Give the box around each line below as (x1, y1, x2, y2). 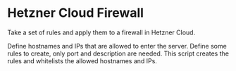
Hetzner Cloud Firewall (7, 5, 144, 21)
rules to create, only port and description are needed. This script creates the (7, 49, 229, 58)
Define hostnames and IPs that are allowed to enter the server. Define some (7, 41, 227, 50)
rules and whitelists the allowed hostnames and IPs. (7, 56, 157, 65)
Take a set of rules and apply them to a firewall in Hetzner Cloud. (7, 28, 196, 37)
